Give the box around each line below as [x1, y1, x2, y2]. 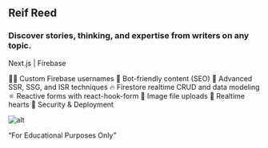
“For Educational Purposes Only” [8, 130, 117, 140]
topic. [8, 40, 32, 51]
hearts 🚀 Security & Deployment [8, 99, 114, 109]
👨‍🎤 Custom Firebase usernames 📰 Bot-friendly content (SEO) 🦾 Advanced [8, 73, 253, 83]
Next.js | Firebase [8, 58, 66, 68]
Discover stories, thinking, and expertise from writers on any [8, 30, 250, 41]
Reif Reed [8, 6, 58, 20]
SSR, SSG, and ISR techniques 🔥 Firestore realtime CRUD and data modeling [8, 82, 260, 92]
